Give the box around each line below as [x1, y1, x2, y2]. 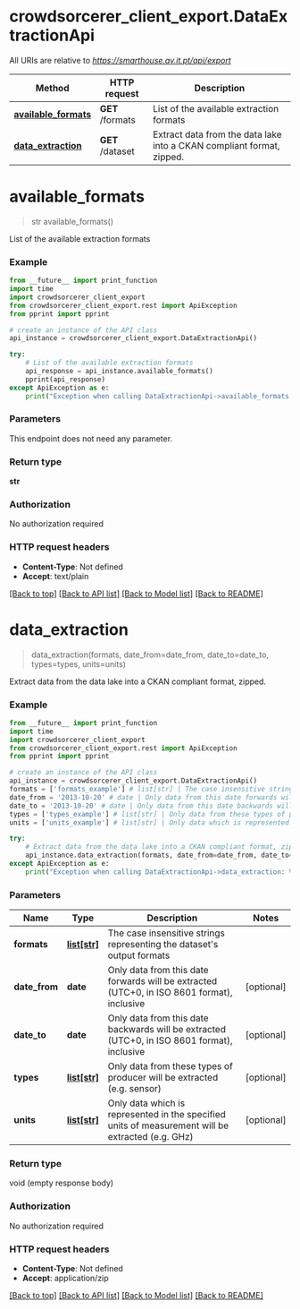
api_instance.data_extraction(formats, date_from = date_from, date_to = [25, 851, 294, 860]
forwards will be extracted [107, 975, 218, 988]
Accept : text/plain [21, 570, 89, 581]
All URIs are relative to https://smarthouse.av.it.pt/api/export [9, 55, 232, 65]
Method [35, 81, 70, 94]
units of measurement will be [107, 1119, 229, 1132]
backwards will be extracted [107, 1023, 226, 1036]
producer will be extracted [107, 1072, 219, 1084]
